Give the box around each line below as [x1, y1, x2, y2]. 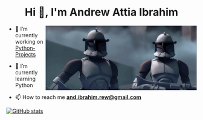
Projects [14, 50, 36, 58]
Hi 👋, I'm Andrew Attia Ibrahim [25, 5, 178, 19]
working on [14, 38, 43, 45]
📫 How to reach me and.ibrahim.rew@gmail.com [14, 93, 142, 101]
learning [14, 75, 36, 82]
